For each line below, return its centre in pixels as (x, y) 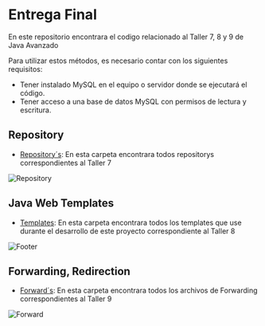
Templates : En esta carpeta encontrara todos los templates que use (131, 222)
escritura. (35, 110)
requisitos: (25, 69)
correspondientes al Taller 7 (65, 163)
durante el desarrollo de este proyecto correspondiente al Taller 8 (127, 231)
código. (32, 92)
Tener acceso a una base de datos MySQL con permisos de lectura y (133, 101)
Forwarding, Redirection (70, 271)
